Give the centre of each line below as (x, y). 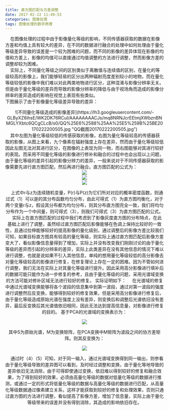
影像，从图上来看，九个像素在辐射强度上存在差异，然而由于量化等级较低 (89, 142)
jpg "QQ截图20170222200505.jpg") (101, 129)
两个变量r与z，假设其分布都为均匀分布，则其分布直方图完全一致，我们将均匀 (84, 205)
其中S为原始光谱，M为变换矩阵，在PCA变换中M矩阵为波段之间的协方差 (82, 332)
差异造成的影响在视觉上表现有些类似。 (58, 95)
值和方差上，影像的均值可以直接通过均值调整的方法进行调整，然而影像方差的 (84, 58)
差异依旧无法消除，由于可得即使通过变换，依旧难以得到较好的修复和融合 (82, 371)
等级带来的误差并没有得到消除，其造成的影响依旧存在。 (84, 402)
